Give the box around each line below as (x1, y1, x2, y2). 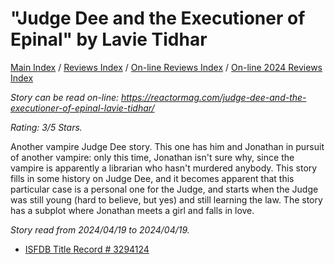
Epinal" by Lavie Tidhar (10, 28, 208, 51)
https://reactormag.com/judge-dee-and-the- (120, 91, 307, 103)
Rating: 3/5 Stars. (10, 121, 83, 133)
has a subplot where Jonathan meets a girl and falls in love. (10, 204, 255, 216)
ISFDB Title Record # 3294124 (24, 243, 150, 255)
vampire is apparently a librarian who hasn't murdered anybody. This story (10, 162, 318, 174)
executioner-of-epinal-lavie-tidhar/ (10, 102, 155, 114)
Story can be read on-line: (10, 91, 120, 103)
